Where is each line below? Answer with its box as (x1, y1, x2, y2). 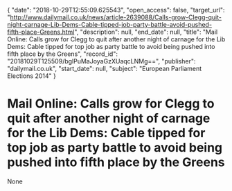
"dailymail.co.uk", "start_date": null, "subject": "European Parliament (7, 65, 202, 72)
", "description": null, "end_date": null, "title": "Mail (74, 28, 218, 36)
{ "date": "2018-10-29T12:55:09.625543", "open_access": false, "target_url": (7, 6, 225, 14)
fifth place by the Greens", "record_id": (7, 50, 118, 58)
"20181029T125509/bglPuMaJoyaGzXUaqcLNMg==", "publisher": (7, 57, 196, 65)
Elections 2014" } (7, 72, 57, 80)
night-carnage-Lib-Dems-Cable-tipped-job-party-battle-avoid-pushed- (7, 21, 213, 28)
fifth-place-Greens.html (7, 28, 75, 36)
